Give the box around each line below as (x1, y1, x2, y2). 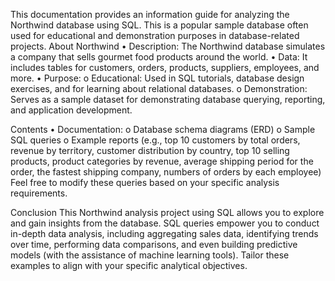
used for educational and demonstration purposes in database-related (10, 30, 300, 41)
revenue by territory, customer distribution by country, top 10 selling (10, 145, 290, 156)
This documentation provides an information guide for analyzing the (10, 9, 290, 20)
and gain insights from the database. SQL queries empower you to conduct (10, 217, 320, 229)
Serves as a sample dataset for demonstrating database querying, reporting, (10, 94, 326, 105)
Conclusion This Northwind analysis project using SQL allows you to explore (10, 207, 325, 218)
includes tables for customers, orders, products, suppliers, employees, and (10, 62, 320, 73)
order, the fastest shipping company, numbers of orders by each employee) (10, 166, 322, 178)
